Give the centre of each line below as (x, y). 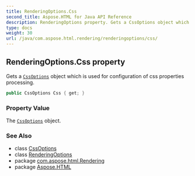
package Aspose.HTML (43, 167)
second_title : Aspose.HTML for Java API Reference (69, 17)
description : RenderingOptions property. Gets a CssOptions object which (98, 22)
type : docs (19, 28)
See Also (19, 136)
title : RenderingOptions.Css (41, 11)
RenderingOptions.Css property (66, 62)
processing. (20, 82)
